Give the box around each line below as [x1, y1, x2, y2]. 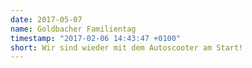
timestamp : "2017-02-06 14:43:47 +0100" [10, 33, 182, 43]
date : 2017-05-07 [10, 14, 83, 25]
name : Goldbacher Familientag [10, 24, 137, 34]
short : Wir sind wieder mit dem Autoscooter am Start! [10, 42, 244, 53]
